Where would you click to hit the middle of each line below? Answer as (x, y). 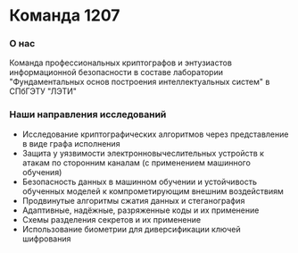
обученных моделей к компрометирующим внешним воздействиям (153, 191)
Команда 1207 (65, 16)
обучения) (42, 172)
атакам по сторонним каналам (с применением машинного (137, 163)
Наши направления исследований (88, 114)
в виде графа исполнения (71, 143)
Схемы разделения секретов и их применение (112, 219)
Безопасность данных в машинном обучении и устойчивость (139, 181)
